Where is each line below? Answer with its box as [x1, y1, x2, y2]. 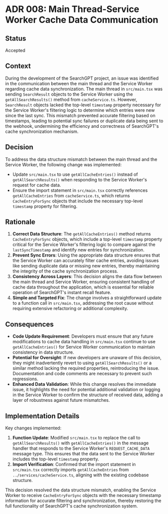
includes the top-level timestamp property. [12, 456, 99, 462]
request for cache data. [12, 182, 61, 188]
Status [5, 34, 27, 43]
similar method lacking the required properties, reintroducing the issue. [12, 365, 159, 371]
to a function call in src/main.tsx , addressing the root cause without [12, 300, 154, 306]
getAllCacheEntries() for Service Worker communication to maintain [12, 344, 155, 350]
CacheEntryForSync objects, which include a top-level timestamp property [12, 236, 162, 242]
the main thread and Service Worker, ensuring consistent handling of [12, 279, 155, 285]
